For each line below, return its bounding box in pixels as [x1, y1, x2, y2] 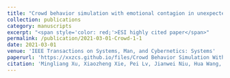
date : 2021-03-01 [7, 41, 57, 48]
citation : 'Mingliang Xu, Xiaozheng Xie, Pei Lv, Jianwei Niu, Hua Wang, [7, 60, 222, 67]
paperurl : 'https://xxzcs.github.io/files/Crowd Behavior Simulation [7, 54, 210, 61]
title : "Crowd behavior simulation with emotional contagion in [7, 9, 194, 17]
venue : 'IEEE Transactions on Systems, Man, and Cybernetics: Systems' [7, 48, 216, 55]
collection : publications [7, 16, 81, 23]
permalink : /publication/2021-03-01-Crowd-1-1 [7, 35, 142, 42]
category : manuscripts [7, 22, 72, 29]
